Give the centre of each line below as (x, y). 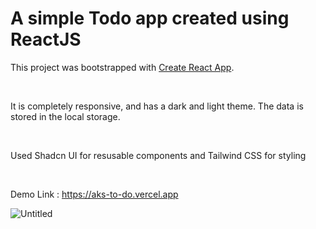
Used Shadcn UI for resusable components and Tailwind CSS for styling (158, 155)
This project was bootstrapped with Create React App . (122, 67)
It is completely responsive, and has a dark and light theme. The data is (157, 106)
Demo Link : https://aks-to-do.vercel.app (94, 194)
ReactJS (46, 39)
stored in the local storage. (65, 116)
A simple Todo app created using (150, 18)
